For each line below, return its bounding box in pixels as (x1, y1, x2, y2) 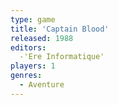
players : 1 (10, 61, 56, 71)
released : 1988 (10, 33, 74, 43)
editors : (10, 42, 47, 53)
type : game (10, 14, 56, 25)
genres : (10, 71, 43, 81)
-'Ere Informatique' (19, 52, 105, 62)
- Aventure (19, 80, 65, 90)
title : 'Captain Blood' (10, 24, 110, 34)
